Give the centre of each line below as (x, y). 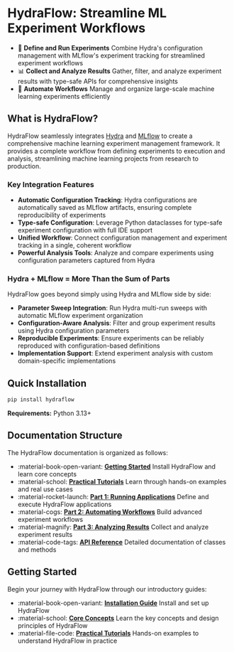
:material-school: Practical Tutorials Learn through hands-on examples (122, 481)
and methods (37, 550)
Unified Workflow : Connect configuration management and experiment (122, 238)
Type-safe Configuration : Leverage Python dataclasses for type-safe (120, 223)
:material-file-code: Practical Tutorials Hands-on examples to (108, 633)
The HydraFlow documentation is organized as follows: (88, 452)
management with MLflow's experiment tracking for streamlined (111, 55)
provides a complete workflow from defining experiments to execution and (116, 151)
